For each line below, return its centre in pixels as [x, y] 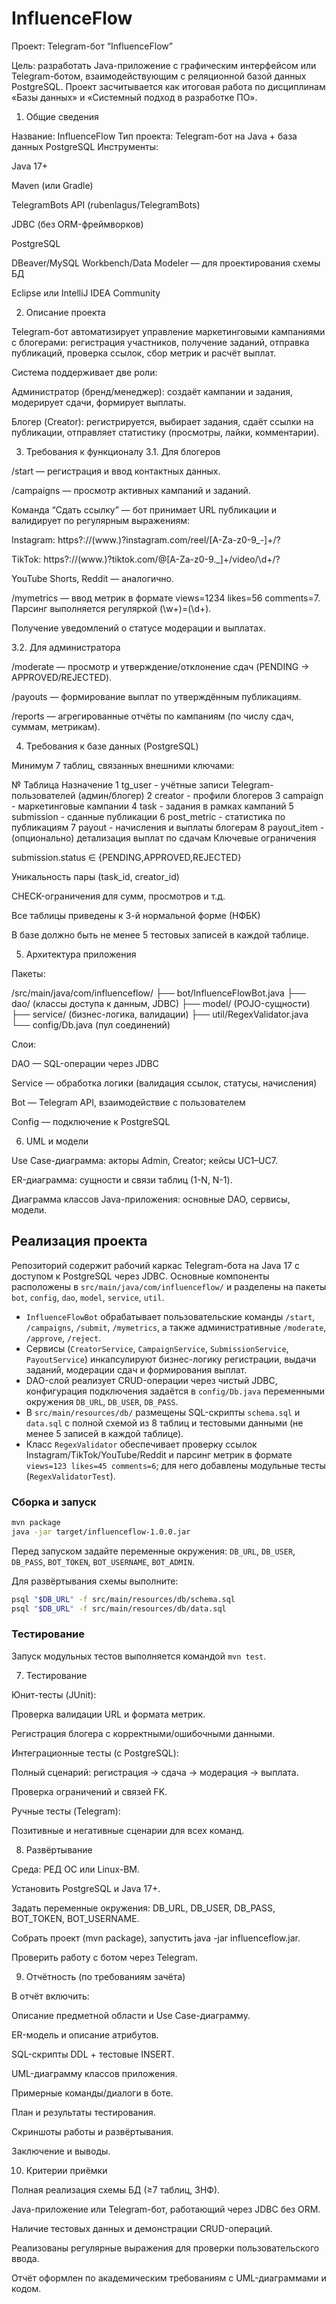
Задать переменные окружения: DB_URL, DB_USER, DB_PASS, [143, 1908]
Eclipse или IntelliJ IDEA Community [86, 293]
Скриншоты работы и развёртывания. [92, 2131]
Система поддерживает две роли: [84, 372]
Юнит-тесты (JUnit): [54, 1694]
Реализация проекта [79, 1241]
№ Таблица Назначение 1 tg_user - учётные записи [120, 784]
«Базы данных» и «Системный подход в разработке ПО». [134, 97]
